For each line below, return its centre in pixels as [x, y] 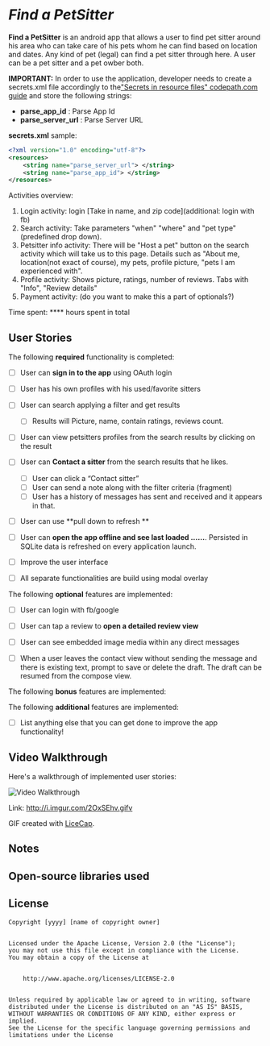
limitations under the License [61, 1035]
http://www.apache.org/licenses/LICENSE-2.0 [99, 978]
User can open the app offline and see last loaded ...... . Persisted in [134, 537]
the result [36, 446]
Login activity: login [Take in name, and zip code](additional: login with [137, 211]
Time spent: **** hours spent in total [69, 313]
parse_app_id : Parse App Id [67, 111]
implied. [23, 1021]
